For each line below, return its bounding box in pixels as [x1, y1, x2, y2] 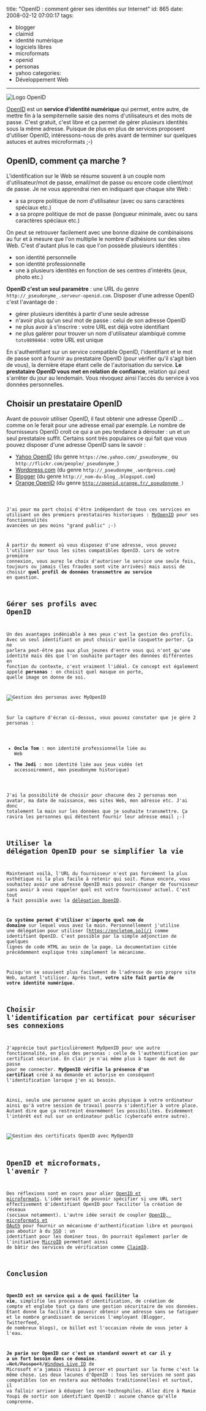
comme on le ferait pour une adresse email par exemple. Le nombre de [6, 421, 186, 429]
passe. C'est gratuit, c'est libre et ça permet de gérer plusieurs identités [6, 119, 188, 125]
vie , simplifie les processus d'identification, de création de [6, 1298, 174, 1305]
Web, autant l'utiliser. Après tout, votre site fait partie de [6, 975, 174, 981]
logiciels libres [15, 43, 52, 50]
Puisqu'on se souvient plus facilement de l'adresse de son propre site [6, 969, 196, 976]
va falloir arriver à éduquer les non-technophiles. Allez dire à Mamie [6, 1388, 196, 1394]
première [6, 553, 29, 559]
